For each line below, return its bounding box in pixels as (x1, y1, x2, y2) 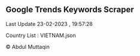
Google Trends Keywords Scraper (5, 5, 134, 15)
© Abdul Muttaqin (5, 43, 50, 50)
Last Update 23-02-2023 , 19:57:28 (5, 20, 93, 27)
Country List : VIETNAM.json (5, 32, 76, 39)
